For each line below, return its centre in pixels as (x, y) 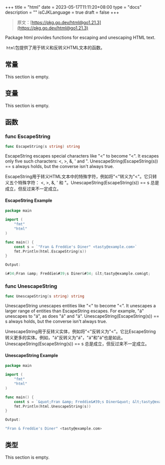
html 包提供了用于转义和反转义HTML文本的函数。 (55, 48)
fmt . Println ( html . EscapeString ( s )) (50, 251)
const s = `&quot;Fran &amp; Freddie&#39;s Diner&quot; (72, 402)
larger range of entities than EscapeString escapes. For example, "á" (74, 311)
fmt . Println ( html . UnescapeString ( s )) (53, 406)
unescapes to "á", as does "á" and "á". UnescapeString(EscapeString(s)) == (82, 316)
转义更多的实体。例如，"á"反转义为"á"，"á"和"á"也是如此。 (65, 338)
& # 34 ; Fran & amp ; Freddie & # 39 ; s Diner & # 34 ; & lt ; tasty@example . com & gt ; (78, 274)
